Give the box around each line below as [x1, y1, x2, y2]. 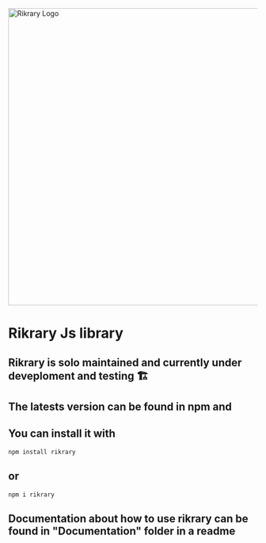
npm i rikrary [8, 491, 55, 499]
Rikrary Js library [8, 324, 124, 342]
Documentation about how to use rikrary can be [8, 511, 249, 526]
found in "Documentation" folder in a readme [8, 524, 236, 537]
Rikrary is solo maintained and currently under [8, 356, 242, 369]
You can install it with [8, 427, 116, 441]
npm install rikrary [8, 448, 77, 456]
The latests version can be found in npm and [8, 400, 232, 413]
